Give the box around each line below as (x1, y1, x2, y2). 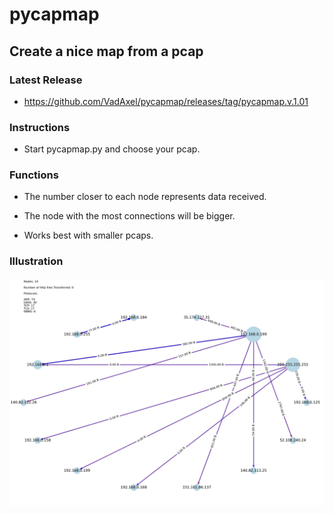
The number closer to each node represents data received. (23, 191, 267, 203)
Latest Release (9, 73, 83, 87)
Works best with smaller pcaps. (23, 229, 154, 242)
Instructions (9, 120, 71, 134)
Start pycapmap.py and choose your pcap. (23, 143, 201, 155)
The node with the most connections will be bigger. (23, 210, 236, 222)
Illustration (9, 254, 64, 268)
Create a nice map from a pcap (9, 43, 204, 60)
